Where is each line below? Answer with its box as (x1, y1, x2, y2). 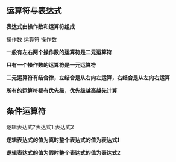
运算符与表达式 (6, 5, 62, 16)
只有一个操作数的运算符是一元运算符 (6, 61, 96, 68)
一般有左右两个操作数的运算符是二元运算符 (6, 48, 112, 55)
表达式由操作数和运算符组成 (6, 23, 75, 30)
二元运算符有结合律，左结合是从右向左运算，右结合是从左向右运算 (6, 74, 170, 81)
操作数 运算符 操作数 (6, 36, 57, 43)
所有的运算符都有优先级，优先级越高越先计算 (6, 87, 118, 94)
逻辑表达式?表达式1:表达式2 (6, 123, 74, 131)
